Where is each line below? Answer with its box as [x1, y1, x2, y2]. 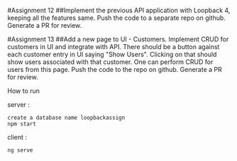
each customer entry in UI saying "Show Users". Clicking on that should [7, 50, 217, 58]
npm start [7, 120, 37, 128]
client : [7, 133, 27, 141]
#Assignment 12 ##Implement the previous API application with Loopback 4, [7, 6, 231, 14]
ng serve [7, 147, 33, 154]
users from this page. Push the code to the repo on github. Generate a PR [7, 66, 222, 73]
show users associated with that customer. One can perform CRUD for [7, 58, 214, 66]
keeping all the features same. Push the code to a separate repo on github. [7, 14, 226, 22]
